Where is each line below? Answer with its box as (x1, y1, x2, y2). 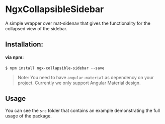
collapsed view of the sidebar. (5, 25, 68, 31)
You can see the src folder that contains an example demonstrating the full (5, 107, 160, 114)
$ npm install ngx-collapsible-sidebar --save (5, 66, 105, 71)
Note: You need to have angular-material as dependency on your (17, 74, 154, 80)
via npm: (5, 54, 24, 60)
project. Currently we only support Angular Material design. (17, 80, 141, 86)
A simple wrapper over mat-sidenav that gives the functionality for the (5, 20, 151, 26)
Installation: (5, 40, 44, 49)
